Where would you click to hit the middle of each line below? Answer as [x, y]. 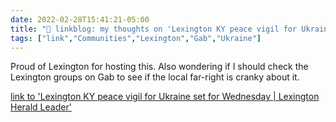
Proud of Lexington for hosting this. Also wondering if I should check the [159, 67]
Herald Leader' [41, 107]
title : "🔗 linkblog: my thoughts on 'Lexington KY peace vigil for [154, 29]
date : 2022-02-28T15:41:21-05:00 [80, 19]
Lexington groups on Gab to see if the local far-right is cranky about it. [155, 77]
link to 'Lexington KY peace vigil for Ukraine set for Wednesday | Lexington [165, 97]
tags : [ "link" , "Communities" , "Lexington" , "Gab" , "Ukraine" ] [136, 38]
